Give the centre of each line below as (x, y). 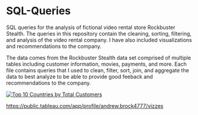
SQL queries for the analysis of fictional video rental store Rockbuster (91, 27)
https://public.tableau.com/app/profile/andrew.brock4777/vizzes (85, 106)
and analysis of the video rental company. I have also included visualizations (99, 40)
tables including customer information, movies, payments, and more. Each (97, 64)
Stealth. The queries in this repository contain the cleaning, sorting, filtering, (99, 33)
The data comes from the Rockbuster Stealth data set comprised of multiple (98, 57)
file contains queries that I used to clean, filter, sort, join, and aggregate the (98, 70)
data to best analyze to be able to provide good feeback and (79, 76)
